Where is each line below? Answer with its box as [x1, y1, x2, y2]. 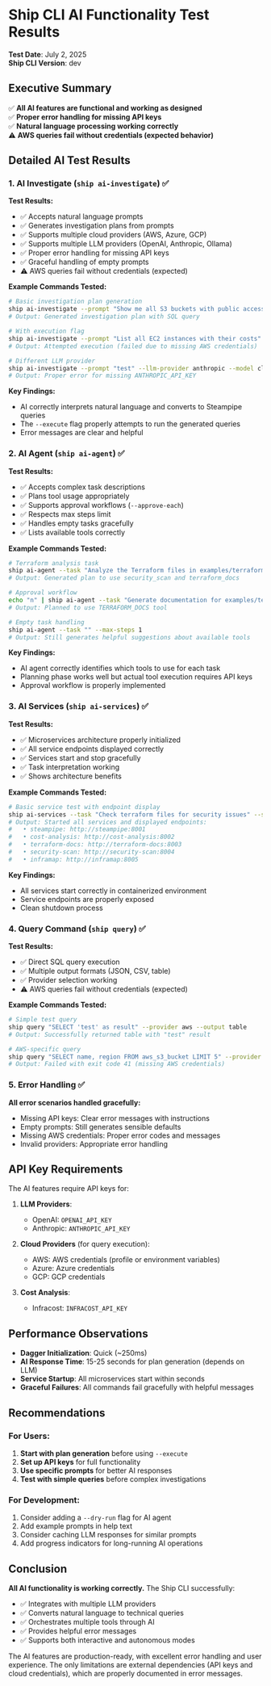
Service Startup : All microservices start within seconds [19, 1374, 206, 1384]
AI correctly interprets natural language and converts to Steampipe [19, 402, 243, 412]
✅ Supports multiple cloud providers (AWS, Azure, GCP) [19, 230, 207, 240]
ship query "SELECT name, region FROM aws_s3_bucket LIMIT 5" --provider [8, 1052, 262, 1061]
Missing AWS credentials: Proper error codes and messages [19, 1130, 221, 1140]
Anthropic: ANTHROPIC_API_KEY [31, 1223, 131, 1233]
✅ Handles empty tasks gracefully [19, 518, 135, 528]
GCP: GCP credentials [31, 1272, 106, 1281]
